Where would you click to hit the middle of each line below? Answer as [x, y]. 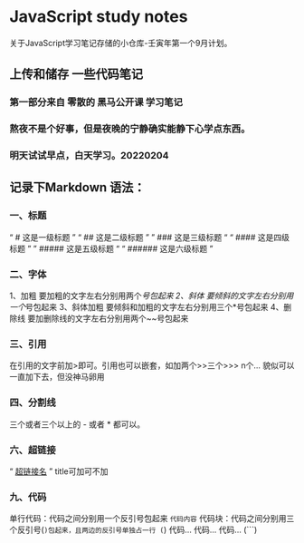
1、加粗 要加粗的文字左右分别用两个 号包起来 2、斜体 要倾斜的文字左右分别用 [152, 296]
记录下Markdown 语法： [78, 188]
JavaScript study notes [99, 17]
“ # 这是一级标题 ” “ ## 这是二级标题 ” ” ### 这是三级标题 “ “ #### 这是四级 [149, 237]
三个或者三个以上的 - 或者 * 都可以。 [77, 424]
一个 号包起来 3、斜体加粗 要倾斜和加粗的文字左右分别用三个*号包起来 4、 [147, 307]
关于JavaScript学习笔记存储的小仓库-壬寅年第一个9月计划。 [121, 43]
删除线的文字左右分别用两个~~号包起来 [116, 318]
